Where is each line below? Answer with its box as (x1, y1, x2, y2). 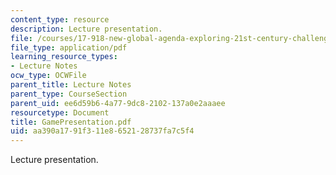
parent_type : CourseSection (10, 89, 128, 99)
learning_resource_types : (10, 52, 118, 62)
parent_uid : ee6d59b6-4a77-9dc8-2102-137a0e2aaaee (10, 98, 226, 108)
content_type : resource (10, 14, 110, 25)
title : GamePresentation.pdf (10, 117, 132, 127)
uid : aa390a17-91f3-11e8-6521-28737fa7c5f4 (10, 126, 195, 136)
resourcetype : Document (10, 107, 110, 118)
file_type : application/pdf (10, 42, 128, 53)
